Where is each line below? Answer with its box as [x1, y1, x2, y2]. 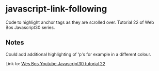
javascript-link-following [5, 3, 107, 14]
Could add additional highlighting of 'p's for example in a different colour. [5, 51, 152, 57]
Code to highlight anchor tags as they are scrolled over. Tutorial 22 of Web [5, 19, 154, 25]
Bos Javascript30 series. [5, 24, 55, 30]
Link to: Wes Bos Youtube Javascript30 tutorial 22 [5, 60, 106, 66]
